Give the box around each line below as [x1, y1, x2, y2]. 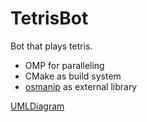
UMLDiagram [10, 100, 65, 112]
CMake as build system [24, 70, 122, 82]
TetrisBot [10, 7, 89, 30]
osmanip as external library [24, 80, 138, 92]
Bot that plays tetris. [10, 40, 93, 52]
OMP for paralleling [24, 59, 105, 71]
